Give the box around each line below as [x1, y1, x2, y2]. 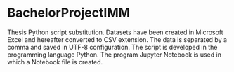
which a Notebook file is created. [7, 57, 103, 66]
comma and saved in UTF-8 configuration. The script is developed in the [7, 43, 218, 51]
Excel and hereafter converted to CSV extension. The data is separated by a [7, 35, 227, 43]
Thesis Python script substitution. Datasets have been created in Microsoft [7, 28, 223, 36]
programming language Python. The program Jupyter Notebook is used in [7, 50, 221, 59]
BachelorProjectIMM [7, 5, 131, 21]
